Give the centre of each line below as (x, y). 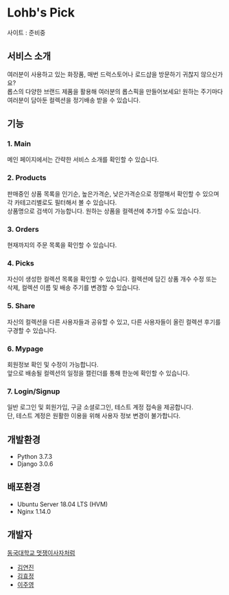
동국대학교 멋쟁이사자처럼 (41, 552)
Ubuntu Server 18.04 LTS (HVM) (62, 504)
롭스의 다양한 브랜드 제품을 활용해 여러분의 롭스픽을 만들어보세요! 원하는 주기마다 (115, 91)
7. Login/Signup (34, 391)
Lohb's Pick (41, 13)
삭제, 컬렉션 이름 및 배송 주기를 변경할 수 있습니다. (74, 288)
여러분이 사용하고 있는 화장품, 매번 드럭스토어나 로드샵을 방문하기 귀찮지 (103, 74)
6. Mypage (25, 349)
